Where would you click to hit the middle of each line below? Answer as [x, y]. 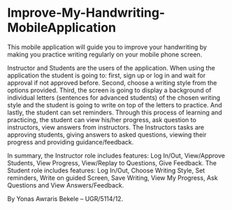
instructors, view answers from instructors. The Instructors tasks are [106, 127]
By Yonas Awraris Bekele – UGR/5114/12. [65, 198]
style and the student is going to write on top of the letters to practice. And [115, 105]
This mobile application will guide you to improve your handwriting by [107, 47]
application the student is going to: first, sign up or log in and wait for [107, 75]
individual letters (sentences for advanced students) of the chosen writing [114, 97]
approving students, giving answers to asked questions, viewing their [107, 135]
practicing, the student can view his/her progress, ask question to [102, 119]
